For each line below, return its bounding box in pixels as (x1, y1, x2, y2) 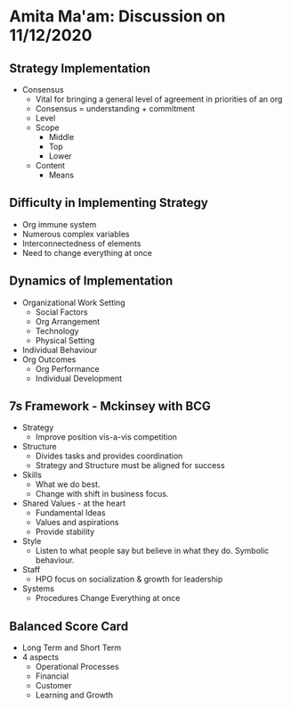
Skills (21, 470, 43, 481)
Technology (35, 326, 79, 336)
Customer (35, 680, 73, 691)
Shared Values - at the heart (21, 498, 126, 509)
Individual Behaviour (21, 344, 98, 355)
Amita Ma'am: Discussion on (9, 6, 226, 27)
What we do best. (35, 479, 101, 490)
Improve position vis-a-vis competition (35, 432, 178, 442)
